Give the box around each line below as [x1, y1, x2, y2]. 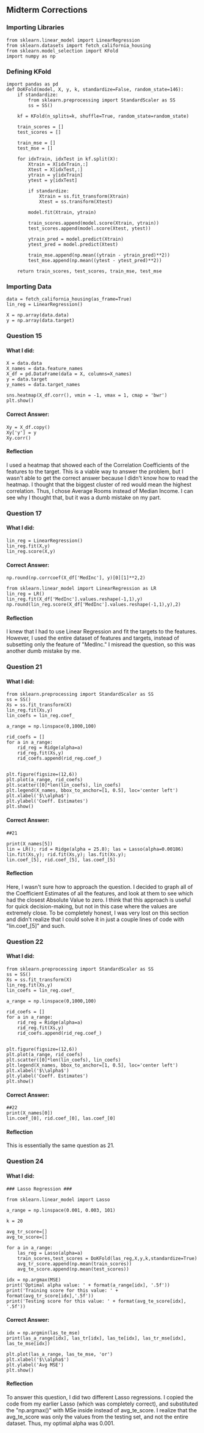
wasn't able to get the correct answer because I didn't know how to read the [6, 474, 198, 481]
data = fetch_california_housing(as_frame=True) [6, 296, 132, 302]
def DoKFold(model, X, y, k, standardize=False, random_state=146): [6, 86, 184, 92]
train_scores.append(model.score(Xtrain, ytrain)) [28, 220, 160, 226]
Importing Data [6, 282, 52, 291]
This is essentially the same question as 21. [6, 1142, 114, 1149]
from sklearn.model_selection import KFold [6, 48, 119, 54]
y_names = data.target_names [6, 382, 80, 388]
